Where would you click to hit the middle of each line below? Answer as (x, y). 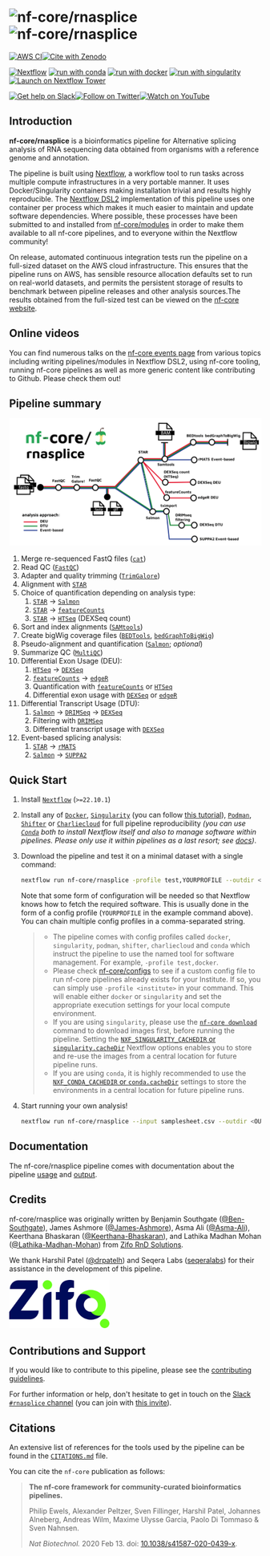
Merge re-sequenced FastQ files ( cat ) (83, 559)
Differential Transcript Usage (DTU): (80, 704)
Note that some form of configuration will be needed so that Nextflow (135, 896)
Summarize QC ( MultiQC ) (62, 652)
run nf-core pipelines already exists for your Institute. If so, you (157, 980)
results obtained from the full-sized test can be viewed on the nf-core (124, 299)
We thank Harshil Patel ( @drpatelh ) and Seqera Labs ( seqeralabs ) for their (132, 1260)
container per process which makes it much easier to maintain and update (131, 207)
